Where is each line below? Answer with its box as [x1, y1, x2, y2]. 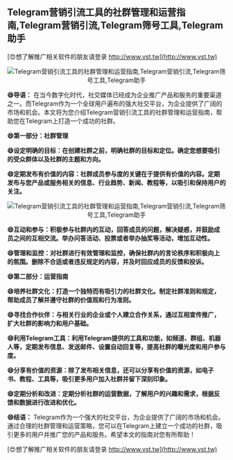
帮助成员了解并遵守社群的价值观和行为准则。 [7, 295, 135, 304]
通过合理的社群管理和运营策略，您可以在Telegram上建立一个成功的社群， [7, 421, 216, 429]
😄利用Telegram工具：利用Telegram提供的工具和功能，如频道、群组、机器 [7, 334, 221, 342]
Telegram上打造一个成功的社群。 [25, 117, 119, 125]
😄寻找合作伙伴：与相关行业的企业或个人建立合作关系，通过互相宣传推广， [7, 310, 221, 318]
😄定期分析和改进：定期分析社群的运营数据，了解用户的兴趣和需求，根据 [7, 389, 214, 397]
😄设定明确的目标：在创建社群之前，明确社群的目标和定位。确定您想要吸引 [7, 146, 221, 154]
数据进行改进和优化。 [19, 398, 80, 406]
